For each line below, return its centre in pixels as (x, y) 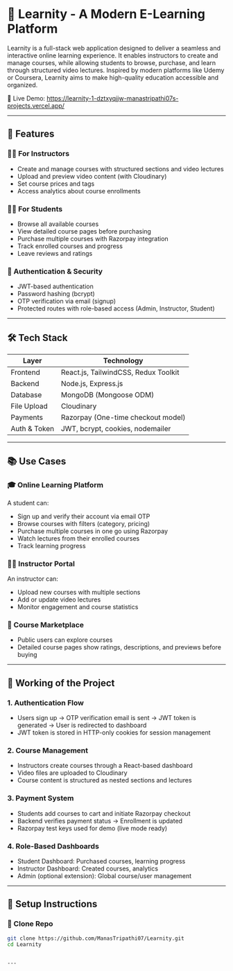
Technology (123, 361)
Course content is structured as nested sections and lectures (104, 780)
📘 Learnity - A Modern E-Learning (106, 14)
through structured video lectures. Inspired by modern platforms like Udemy (116, 70)
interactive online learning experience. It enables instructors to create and (113, 55)
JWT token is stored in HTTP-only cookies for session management (114, 733)
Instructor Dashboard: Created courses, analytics (87, 868)
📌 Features (31, 134)
